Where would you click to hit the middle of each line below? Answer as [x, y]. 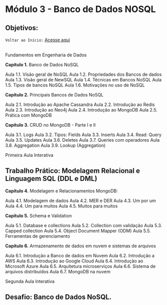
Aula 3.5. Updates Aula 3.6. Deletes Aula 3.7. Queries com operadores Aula [82, 140]
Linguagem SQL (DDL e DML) [51, 179]
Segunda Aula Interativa [30, 281]
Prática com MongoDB [29, 115]
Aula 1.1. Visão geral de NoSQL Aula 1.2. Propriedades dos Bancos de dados [83, 74]
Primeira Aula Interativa [29, 155]
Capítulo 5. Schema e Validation [38, 216]
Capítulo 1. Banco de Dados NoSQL [42, 65]
